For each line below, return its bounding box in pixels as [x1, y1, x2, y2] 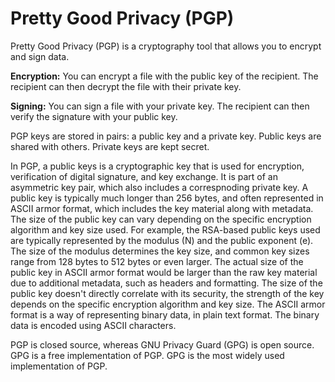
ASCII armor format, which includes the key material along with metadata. [10, 202, 314, 214]
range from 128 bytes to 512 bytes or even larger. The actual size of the [10, 255, 304, 267]
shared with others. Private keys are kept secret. [10, 140, 210, 152]
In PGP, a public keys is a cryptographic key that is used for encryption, [10, 160, 305, 172]
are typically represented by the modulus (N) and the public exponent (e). [10, 234, 314, 246]
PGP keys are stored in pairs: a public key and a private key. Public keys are [10, 130, 322, 142]
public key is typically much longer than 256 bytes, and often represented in [10, 192, 324, 204]
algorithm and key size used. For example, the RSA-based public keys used [10, 223, 321, 236]
